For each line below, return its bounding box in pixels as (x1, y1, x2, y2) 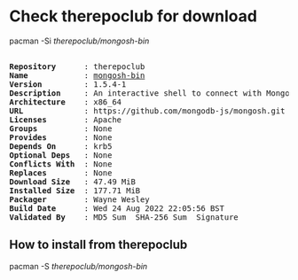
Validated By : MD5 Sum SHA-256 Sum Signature (9, 212, 239, 222)
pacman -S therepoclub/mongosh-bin (9, 261, 148, 271)
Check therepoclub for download (9, 6, 257, 27)
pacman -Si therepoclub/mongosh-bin (9, 35, 150, 46)
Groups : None (9, 123, 113, 134)
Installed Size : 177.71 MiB (9, 185, 141, 196)
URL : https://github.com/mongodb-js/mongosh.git (9, 105, 286, 116)
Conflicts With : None (9, 159, 113, 169)
